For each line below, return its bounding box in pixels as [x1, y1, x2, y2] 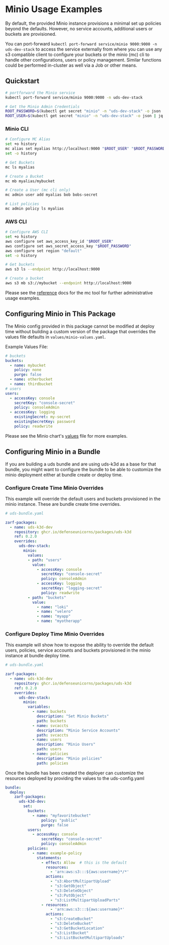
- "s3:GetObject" [50, 883, 87, 889]
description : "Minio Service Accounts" [37, 728, 121, 733]
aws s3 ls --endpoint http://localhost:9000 [5, 267, 100, 272]
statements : [37, 855, 62, 860]
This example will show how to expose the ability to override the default [5, 642, 154, 648]
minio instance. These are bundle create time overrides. [5, 501, 121, 507]
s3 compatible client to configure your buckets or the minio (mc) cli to [5, 51, 150, 58]
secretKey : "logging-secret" [41, 586, 102, 591]
